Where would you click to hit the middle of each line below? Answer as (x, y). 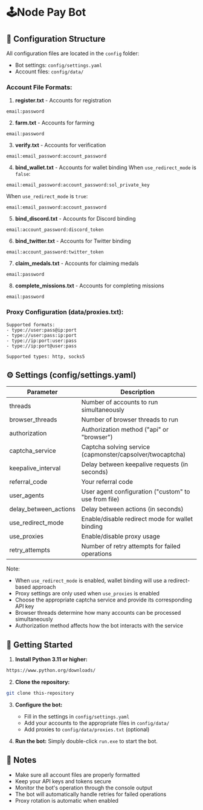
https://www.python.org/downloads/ (51, 671)
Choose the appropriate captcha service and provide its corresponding (103, 600)
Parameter (42, 392)
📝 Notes (21, 760)
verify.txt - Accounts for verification (60, 145)
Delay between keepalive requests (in (135, 464)
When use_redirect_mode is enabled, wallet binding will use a (91, 581)
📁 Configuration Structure (56, 38)
